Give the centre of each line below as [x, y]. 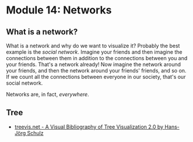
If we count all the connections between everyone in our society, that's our [96, 77]
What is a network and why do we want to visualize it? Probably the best [93, 46]
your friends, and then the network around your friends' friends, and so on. [96, 70]
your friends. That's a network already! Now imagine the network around [94, 64]
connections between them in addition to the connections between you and [97, 58]
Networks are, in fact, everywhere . [48, 94]
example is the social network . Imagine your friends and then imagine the [94, 52]
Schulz [35, 133]
